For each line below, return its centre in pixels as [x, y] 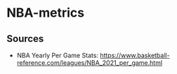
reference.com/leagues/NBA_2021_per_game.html [90, 63]
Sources [25, 39]
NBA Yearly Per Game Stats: [58, 55]
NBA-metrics [46, 13]
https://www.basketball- [135, 55]
